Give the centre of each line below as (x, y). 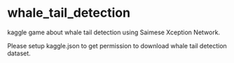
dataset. (19, 53)
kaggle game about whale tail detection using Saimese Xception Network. (114, 32)
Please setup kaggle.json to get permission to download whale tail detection (117, 45)
